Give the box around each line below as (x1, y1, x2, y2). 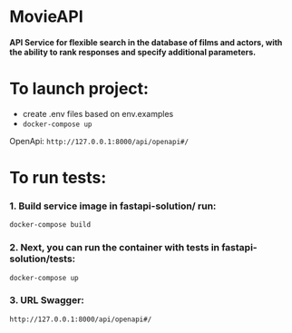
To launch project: (9, 78, 150, 99)
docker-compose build (9, 220, 92, 230)
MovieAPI (9, 6, 83, 27)
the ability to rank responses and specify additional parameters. (9, 46, 257, 57)
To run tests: (9, 167, 107, 188)
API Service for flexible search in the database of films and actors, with (9, 36, 283, 47)
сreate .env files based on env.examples (22, 108, 174, 119)
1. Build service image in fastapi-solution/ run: (9, 200, 217, 212)
